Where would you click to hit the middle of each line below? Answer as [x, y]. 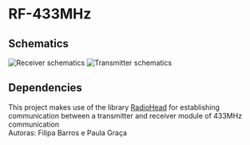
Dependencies [45, 88]
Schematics [39, 44]
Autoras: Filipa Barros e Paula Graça [68, 132]
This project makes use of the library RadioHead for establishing [114, 107]
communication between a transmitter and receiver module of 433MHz [125, 115]
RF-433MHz [50, 14]
